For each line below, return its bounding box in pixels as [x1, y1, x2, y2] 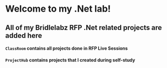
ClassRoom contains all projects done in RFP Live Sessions [5, 45, 128, 51]
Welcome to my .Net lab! [5, 3, 111, 15]
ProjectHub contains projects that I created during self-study [5, 57, 136, 63]
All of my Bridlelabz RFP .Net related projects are [5, 23, 162, 32]
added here [5, 31, 42, 40]
